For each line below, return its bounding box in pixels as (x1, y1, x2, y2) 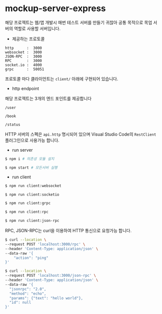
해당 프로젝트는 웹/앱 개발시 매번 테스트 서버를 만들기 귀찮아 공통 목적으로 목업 (5, 19, 152, 25)
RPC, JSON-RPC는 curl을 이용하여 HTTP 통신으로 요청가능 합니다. (5, 228, 132, 234)
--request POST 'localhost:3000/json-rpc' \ (5, 273, 96, 278)
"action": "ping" (14, 255, 49, 260)
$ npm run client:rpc (5, 209, 49, 215)
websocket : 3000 (5, 49, 42, 55)
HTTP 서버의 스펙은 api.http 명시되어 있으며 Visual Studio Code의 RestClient (5, 131, 156, 137)
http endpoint (12, 85, 39, 91)
